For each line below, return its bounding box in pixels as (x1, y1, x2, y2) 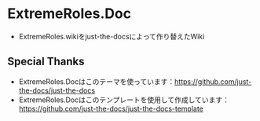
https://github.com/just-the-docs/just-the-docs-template (18, 104, 203, 113)
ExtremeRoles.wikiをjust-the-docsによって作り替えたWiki (18, 31, 205, 41)
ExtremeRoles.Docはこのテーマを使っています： (18, 76, 175, 86)
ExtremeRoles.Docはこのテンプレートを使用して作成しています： (18, 95, 229, 104)
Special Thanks (7, 55, 85, 68)
